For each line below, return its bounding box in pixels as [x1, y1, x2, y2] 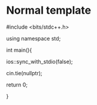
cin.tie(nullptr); [6, 69, 43, 76]
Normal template [6, 4, 92, 17]
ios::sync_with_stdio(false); [6, 58, 73, 65]
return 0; [6, 81, 28, 88]
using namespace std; [6, 35, 61, 42]
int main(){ [6, 46, 32, 54]
